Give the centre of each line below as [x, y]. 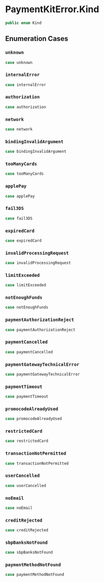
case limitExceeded [26, 285]
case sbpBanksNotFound [29, 553]
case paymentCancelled [29, 352]
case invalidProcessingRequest [38, 263]
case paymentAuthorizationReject [40, 330]
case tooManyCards [24, 174]
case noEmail [19, 508]
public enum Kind [23, 23]
